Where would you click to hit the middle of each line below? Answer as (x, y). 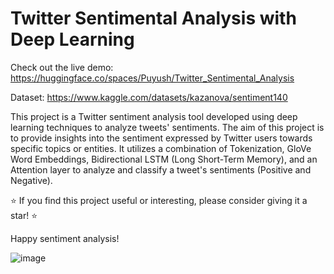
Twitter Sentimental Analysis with (153, 18)
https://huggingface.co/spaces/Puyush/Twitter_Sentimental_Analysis (152, 78)
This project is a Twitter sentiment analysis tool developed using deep (154, 116)
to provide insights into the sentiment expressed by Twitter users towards (161, 138)
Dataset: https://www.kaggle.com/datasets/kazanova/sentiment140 (149, 97)
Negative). (31, 180)
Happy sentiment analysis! (65, 238)
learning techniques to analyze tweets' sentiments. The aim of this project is (167, 127)
